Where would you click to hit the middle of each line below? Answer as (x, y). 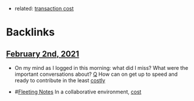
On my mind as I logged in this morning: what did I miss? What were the (101, 68)
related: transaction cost (44, 9)
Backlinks (31, 32)
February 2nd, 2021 (43, 54)
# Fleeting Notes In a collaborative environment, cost (78, 92)
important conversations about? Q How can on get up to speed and (96, 74)
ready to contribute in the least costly (60, 80)
